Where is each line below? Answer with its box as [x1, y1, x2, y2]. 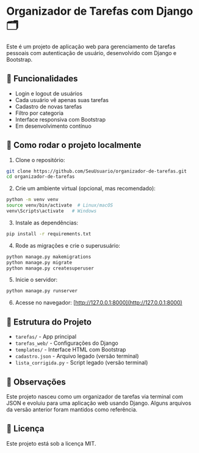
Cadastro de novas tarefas [15, 103, 82, 110]
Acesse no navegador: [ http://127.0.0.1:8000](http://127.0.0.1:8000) [15, 299, 183, 306]
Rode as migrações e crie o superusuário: [15, 241, 121, 249]
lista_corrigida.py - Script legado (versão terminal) [15, 359, 148, 366]
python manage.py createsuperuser [6, 265, 95, 271]
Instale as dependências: [15, 219, 78, 226]
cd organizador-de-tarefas [6, 174, 75, 180]
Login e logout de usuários [15, 90, 83, 97]
